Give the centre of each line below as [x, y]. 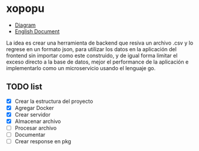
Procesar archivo [36, 128]
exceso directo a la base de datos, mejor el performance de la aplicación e [97, 62]
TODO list [24, 87]
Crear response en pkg [43, 141]
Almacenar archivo [38, 121]
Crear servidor [32, 114]
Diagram [25, 25]
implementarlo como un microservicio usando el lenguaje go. [81, 68]
